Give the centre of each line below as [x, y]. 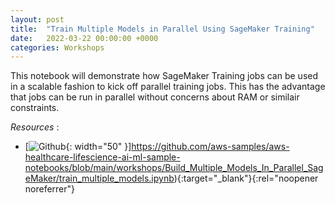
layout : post [37, 19]
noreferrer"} [50, 189]
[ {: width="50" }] [78, 147]
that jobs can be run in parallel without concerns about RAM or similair [155, 97]
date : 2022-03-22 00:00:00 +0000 [84, 38]
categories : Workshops [57, 47]
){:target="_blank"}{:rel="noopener [246, 178]
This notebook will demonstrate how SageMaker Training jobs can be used [164, 76]
